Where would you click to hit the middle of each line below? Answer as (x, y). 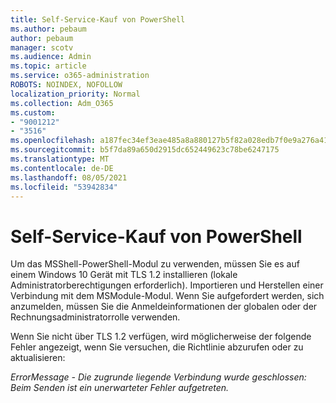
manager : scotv (42, 47)
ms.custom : (33, 112)
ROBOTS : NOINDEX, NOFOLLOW (66, 85)
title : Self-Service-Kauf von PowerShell (98, 19)
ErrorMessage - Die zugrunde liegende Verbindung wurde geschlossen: (158, 377)
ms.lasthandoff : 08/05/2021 (69, 177)
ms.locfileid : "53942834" (64, 187)
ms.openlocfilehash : (53, 141)
